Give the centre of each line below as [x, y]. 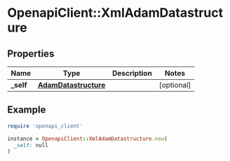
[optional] [175, 85]
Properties [31, 54]
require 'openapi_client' [45, 126]
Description [132, 73]
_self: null [31, 145]
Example [27, 110]
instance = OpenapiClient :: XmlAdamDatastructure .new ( [88, 139]
